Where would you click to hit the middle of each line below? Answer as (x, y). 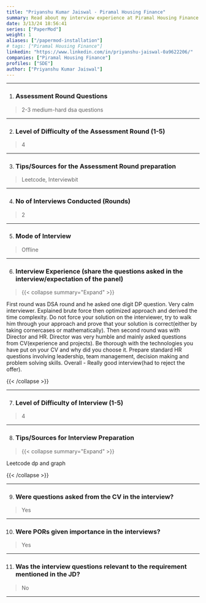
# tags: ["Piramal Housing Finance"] (55, 47)
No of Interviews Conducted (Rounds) (73, 201)
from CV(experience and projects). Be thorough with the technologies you (100, 344)
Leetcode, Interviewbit (50, 180)
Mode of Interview (43, 236)
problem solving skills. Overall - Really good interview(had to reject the (96, 363)
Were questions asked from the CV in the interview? (94, 496)
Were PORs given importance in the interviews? (88, 531)
